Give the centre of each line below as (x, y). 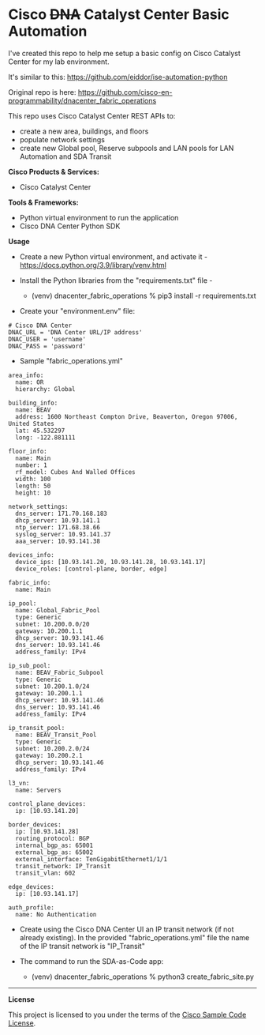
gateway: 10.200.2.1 (49, 755)
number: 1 (31, 465)
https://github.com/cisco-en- (125, 92)
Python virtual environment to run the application (99, 217)
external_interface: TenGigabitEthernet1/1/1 (91, 859)
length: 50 (33, 486)
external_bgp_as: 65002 (54, 852)
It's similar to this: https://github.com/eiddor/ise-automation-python (118, 77)
